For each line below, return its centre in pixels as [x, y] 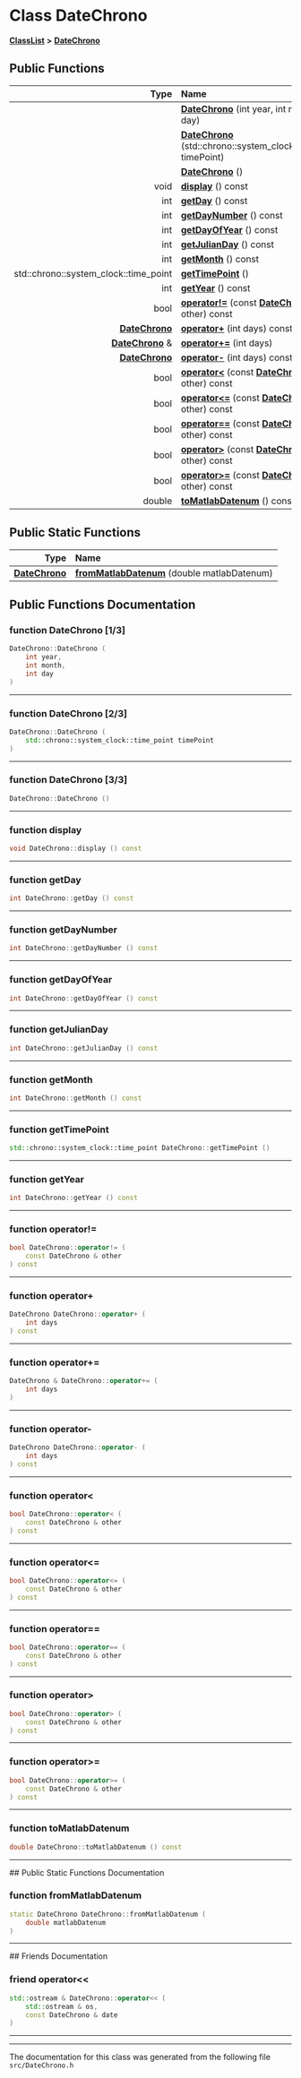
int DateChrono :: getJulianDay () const [84, 1048]
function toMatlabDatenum [69, 1828]
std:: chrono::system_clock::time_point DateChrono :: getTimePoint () [140, 1148]
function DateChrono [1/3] [67, 630]
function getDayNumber [64, 930]
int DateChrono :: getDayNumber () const [84, 949]
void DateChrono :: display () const [76, 849]
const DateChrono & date [72, 2015]
